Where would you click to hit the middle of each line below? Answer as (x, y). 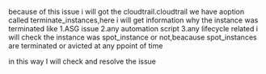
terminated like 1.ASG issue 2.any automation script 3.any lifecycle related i (133, 29)
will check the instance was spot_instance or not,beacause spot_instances (133, 37)
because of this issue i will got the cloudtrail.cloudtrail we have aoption (127, 12)
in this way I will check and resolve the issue (82, 61)
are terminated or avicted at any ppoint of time (86, 46)
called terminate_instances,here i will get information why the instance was (133, 20)
